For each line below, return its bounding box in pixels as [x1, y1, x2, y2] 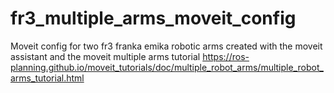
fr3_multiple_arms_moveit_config [10, 7, 297, 30]
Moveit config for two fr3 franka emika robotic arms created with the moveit [10, 40, 323, 52]
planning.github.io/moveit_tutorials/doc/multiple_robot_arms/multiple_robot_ [10, 61, 324, 73]
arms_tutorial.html [10, 72, 85, 84]
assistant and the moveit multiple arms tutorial [10, 50, 201, 62]
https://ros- [202, 50, 250, 62]
